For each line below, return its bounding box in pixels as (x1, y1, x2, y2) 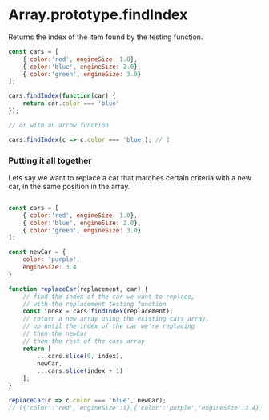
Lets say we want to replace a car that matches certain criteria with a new (8, 172, 252, 182)
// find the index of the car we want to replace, (22, 293, 195, 301)
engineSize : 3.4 (22, 263, 78, 272)
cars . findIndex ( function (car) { (8, 92, 116, 100)
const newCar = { (8, 248, 66, 256)
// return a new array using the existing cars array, (22, 315, 210, 323)
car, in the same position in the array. (8, 181, 130, 191)
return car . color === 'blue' (22, 99, 120, 107)
